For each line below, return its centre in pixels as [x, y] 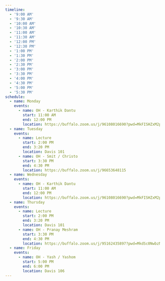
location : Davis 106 [44, 271]
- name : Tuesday [26, 129]
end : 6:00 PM [36, 266]
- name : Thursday [27, 202]
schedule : [15, 97]
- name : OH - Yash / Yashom [47, 257]
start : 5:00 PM [38, 262]
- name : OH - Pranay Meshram [48, 230]
